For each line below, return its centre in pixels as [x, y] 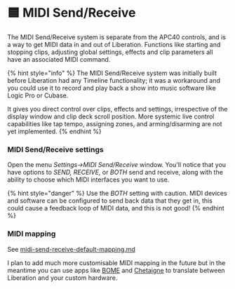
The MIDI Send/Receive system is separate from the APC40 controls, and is [117, 37]
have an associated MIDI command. [59, 59]
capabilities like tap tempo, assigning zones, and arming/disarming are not [115, 123]
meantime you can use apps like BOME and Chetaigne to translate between [116, 270]
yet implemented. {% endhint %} [54, 131]
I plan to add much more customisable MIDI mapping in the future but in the [116, 262]
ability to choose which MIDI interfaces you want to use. [88, 180]
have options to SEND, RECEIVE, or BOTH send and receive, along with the [115, 173]
